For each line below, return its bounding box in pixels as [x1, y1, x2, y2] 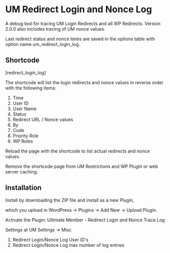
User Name [12, 106, 37, 112]
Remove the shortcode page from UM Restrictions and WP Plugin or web [5, 163, 158, 169]
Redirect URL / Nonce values [12, 116, 73, 122]
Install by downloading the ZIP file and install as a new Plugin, [5, 197, 134, 203]
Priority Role [12, 133, 39, 139]
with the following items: [5, 85, 57, 91]
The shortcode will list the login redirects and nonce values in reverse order [5, 79, 164, 85]
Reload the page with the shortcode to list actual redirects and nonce [5, 148, 150, 154]
